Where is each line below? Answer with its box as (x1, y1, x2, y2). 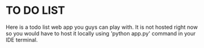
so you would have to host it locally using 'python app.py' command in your (5, 29, 196, 37)
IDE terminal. (5, 36, 38, 43)
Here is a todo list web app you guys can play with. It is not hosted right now (5, 23, 198, 31)
